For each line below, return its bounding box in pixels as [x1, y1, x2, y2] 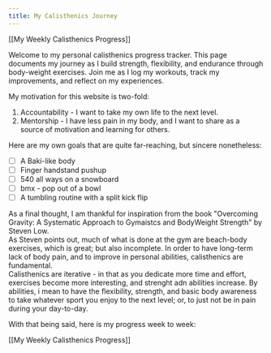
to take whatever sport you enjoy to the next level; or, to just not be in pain [8, 295, 256, 304]
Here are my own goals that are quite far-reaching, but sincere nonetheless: [8, 140, 262, 150]
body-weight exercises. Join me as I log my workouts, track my [8, 67, 220, 77]
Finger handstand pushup [19, 165, 107, 174]
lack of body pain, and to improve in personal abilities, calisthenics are [8, 252, 243, 261]
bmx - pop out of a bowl [19, 183, 101, 193]
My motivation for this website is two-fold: [8, 91, 150, 101]
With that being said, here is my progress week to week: [8, 319, 196, 329]
